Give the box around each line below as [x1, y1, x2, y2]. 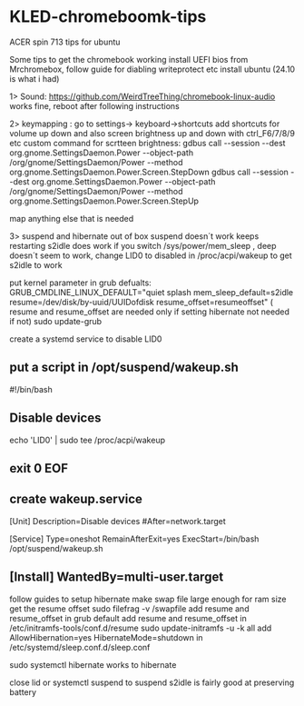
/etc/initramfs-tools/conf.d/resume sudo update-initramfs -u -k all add [9, 622, 272, 633]
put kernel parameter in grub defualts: [9, 277, 152, 288]
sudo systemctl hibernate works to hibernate [9, 659, 177, 670]
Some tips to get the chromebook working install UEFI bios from [9, 54, 249, 65]
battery [9, 686, 37, 697]
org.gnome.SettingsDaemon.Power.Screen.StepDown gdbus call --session [9, 166, 289, 177]
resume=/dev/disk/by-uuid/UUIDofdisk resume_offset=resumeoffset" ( [9, 296, 274, 307]
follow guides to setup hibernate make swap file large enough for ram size [9, 593, 287, 604]
